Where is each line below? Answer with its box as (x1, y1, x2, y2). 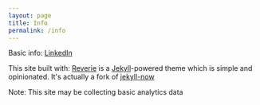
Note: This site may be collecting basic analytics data (8, 87, 183, 97)
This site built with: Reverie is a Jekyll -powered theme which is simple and (8, 64, 253, 73)
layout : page (8, 11, 52, 20)
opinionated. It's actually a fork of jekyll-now (8, 72, 155, 82)
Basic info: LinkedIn (8, 49, 73, 58)
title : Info (8, 19, 48, 27)
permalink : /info (8, 26, 66, 34)
